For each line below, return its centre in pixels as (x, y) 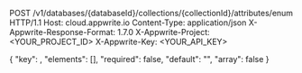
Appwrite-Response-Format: (62, 32)
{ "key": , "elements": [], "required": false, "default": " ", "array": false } (139, 59)
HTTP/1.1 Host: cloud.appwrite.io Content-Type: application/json (128, 23)
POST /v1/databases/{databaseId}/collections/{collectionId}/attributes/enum (151, 13)
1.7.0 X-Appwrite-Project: (163, 32)
